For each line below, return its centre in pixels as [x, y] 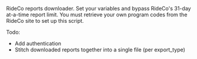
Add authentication [38, 44]
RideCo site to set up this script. [45, 21]
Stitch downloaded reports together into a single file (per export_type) [100, 50]
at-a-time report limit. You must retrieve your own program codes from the [97, 15]
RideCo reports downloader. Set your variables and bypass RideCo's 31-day [98, 8]
